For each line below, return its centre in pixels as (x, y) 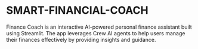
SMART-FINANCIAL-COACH (77, 10)
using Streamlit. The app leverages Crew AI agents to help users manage (96, 33)
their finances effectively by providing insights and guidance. (81, 39)
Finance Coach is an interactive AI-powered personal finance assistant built (99, 27)
